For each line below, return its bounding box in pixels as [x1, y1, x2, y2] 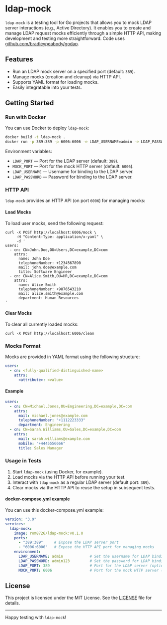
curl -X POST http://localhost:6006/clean [5, 331, 94, 336]
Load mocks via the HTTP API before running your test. [12, 474, 126, 480]
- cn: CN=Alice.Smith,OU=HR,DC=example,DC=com [9, 273, 108, 278]
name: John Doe [18, 256, 50, 261]
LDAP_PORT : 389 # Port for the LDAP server [18, 563, 148, 568]
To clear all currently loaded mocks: [5, 321, 79, 327]
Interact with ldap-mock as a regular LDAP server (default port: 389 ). [12, 479, 151, 485]
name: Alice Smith [18, 282, 57, 287]
